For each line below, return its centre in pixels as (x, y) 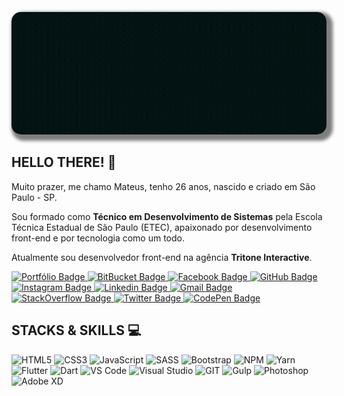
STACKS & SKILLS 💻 (76, 330)
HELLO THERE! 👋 (64, 162)
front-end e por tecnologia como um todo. (98, 238)
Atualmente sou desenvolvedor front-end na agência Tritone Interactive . (162, 257)
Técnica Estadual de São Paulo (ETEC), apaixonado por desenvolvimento (162, 227)
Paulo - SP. (34, 197)
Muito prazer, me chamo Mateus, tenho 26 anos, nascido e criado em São (163, 186)
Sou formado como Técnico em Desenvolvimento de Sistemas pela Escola (167, 216)
